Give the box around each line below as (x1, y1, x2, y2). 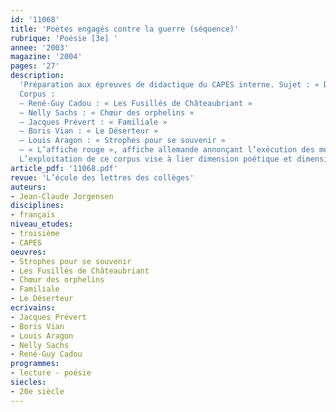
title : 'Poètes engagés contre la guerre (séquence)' (10, 24, 240, 34)
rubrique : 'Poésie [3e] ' (10, 33, 118, 43)
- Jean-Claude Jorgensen (10, 191, 114, 201)
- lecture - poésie (10, 368, 92, 378)
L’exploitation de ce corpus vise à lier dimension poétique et (19, 154, 293, 164)
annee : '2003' (10, 42, 70, 53)
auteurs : (10, 182, 47, 192)
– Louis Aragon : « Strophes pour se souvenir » (19, 136, 226, 146)
